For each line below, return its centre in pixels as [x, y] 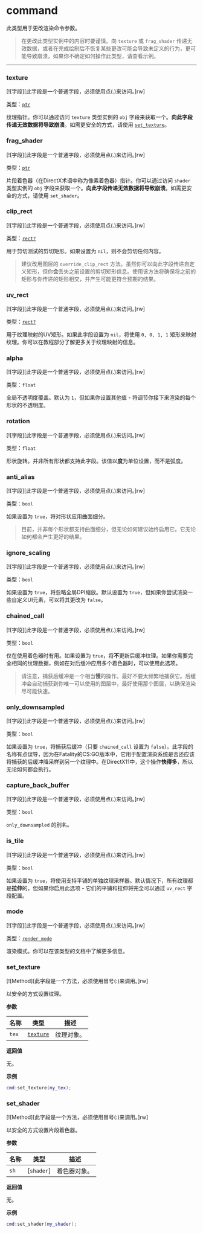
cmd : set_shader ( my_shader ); [42, 1224]
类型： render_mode [29, 938]
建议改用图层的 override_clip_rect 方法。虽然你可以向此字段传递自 [105, 264]
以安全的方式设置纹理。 [35, 994]
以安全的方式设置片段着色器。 [43, 1130]
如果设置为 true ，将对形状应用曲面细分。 [57, 516]
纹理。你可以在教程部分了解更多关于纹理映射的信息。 [72, 342]
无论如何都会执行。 [30, 769]
